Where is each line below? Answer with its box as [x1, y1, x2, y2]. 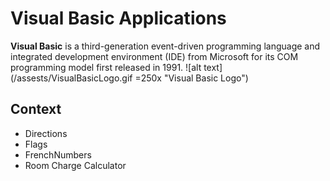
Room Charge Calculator [24, 159, 127, 171]
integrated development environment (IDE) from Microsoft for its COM [10, 50, 299, 62]
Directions [24, 127, 68, 139]
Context [10, 101, 62, 118]
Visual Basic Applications [10, 7, 227, 30]
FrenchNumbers [24, 148, 92, 161]
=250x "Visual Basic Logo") [134, 72, 249, 84]
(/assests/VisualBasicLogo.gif [10, 72, 133, 84]
